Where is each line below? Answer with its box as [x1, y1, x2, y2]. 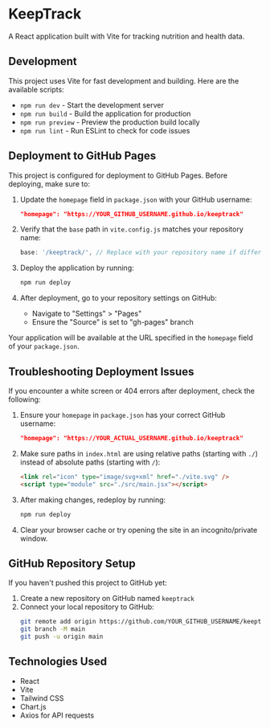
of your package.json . [8, 342, 80, 351]
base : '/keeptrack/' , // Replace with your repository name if [19, 248, 237, 257]
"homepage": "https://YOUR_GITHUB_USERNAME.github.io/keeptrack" [19, 210, 243, 218]
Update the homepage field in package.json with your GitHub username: [19, 194, 252, 204]
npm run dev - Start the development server [19, 100, 165, 109]
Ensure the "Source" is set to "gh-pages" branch [31, 317, 194, 327]
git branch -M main [19, 625, 86, 633]
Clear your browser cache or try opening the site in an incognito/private [19, 525, 258, 534]
